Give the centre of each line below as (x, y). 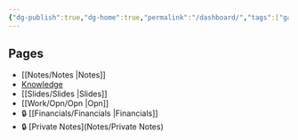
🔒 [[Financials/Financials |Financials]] (89, 113)
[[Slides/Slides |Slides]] (64, 94)
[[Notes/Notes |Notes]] (63, 75)
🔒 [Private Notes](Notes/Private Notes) (92, 127)
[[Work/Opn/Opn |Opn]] (65, 103)
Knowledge (42, 85)
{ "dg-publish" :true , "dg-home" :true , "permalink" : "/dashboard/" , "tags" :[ (144, 17)
